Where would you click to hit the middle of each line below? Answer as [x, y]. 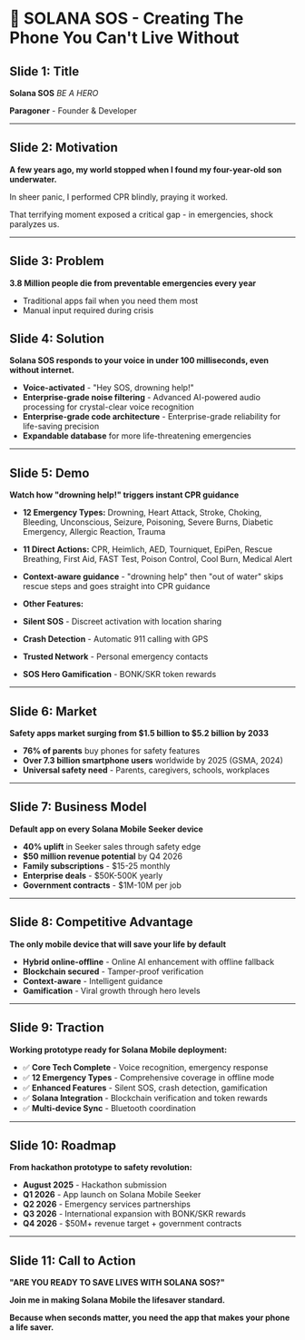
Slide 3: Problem [57, 261]
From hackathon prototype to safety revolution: [101, 1168]
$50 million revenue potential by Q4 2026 [103, 856]
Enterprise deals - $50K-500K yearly [93, 875]
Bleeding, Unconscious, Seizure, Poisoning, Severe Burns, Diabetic [148, 522]
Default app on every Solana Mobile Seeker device [107, 829]
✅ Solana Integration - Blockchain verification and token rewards [145, 1098]
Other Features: [53, 604]
